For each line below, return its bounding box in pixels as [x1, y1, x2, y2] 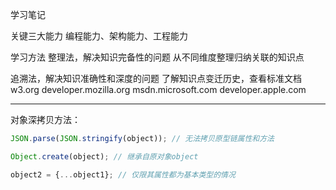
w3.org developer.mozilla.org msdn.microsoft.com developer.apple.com [10, 84, 307, 95]
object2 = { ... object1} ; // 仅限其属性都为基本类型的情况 [10, 169, 236, 180]
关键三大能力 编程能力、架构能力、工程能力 [10, 30, 188, 42]
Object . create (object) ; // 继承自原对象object [10, 151, 199, 162]
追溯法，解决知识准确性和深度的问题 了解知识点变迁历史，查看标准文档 [10, 73, 302, 84]
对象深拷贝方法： [10, 114, 81, 125]
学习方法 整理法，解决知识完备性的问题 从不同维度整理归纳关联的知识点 [10, 51, 305, 63]
